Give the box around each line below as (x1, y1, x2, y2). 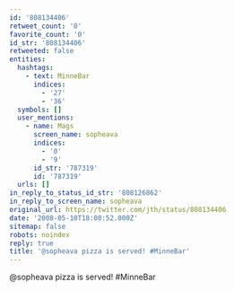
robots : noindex (9, 230, 70, 239)
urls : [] (17, 181, 50, 190)
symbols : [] (17, 105, 63, 114)
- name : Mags (25, 122, 74, 131)
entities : (9, 55, 47, 64)
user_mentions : (17, 113, 74, 122)
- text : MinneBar (25, 72, 91, 81)
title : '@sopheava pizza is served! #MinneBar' (9, 247, 191, 256)
